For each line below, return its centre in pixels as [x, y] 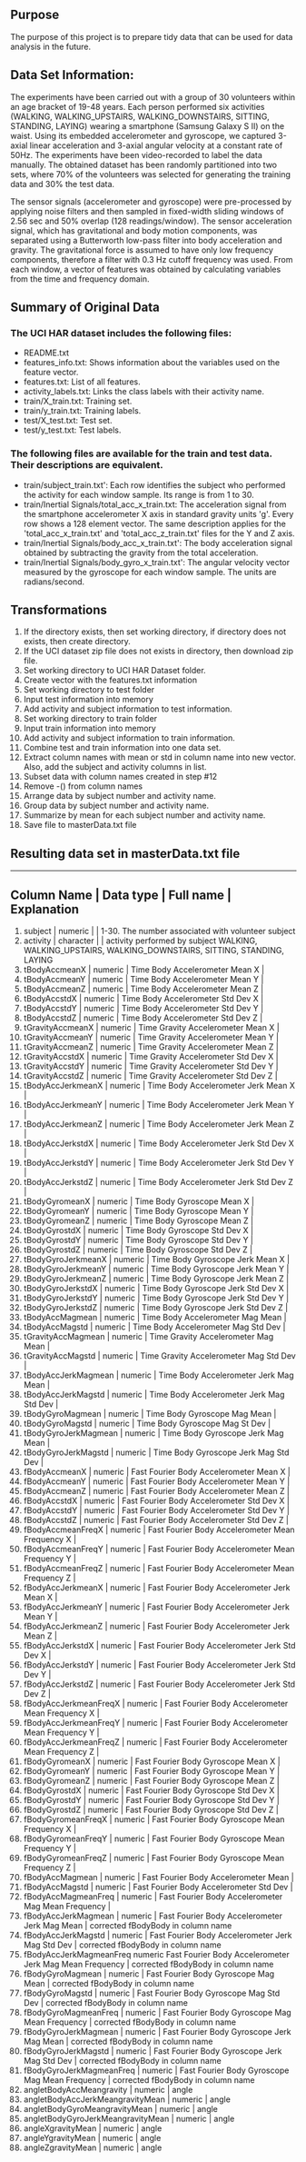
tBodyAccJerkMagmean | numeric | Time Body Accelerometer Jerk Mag [158, 1375]
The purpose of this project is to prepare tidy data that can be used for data [152, 36]
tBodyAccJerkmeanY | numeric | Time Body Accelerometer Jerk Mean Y [159, 1105]
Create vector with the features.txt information [110, 680]
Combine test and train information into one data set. [122, 748]
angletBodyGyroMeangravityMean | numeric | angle [121, 2109]
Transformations [59, 610]
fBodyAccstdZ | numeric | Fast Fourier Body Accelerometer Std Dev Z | [156, 1520]
